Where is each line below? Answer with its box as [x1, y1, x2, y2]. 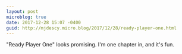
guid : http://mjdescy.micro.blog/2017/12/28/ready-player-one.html [6, 25, 177, 31]
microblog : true [6, 14, 46, 20]
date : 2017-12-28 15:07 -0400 [6, 19, 81, 25]
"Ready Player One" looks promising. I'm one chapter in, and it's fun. [6, 41, 174, 48]
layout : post [6, 8, 39, 15]
